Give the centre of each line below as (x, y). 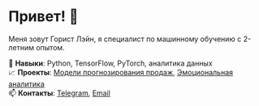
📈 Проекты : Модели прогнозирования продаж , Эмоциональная (121, 72)
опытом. (50, 47)
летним (22, 47)
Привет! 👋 (43, 17)
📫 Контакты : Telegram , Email (60, 93)
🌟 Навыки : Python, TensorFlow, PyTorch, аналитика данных (110, 63)
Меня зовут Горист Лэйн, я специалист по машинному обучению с (125, 39)
